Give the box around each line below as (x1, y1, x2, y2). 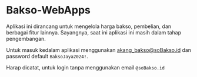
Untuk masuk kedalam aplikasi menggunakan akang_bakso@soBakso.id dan (6, 46, 192, 53)
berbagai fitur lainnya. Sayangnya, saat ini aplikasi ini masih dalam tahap (6, 29, 181, 36)
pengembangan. (6, 35, 46, 42)
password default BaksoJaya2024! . (6, 52, 88, 60)
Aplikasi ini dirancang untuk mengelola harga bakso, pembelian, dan (6, 23, 172, 30)
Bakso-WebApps (6, 3, 91, 17)
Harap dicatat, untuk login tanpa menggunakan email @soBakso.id (6, 64, 165, 71)
